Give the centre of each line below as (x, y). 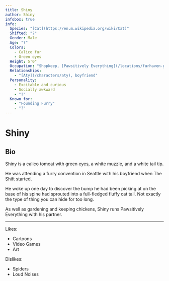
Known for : (21, 99)
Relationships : (26, 71)
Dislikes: (14, 259)
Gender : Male (23, 38)
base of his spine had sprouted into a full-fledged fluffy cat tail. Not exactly (83, 194)
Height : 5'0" (23, 61)
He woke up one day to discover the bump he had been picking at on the (80, 189)
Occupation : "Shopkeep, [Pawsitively (49, 66)
